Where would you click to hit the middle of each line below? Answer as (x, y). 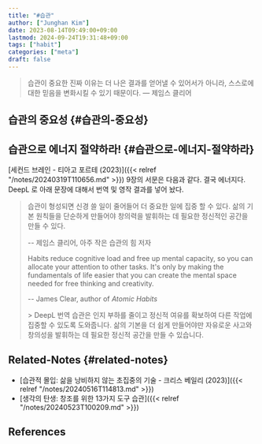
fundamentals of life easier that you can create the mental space (132, 275)
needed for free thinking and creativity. (91, 284)
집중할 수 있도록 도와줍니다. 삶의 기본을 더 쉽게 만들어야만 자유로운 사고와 (140, 325)
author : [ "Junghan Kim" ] (49, 23)
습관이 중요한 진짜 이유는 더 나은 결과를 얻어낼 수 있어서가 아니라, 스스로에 (140, 83)
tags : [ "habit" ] (35, 45)
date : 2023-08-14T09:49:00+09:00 (63, 30)
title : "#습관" (31, 15)
